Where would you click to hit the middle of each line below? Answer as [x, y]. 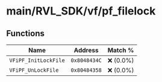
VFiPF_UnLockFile [34, 70]
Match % [121, 50]
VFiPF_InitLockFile [37, 61]
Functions [26, 33]
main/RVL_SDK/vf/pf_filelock [81, 11]
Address [86, 50]
